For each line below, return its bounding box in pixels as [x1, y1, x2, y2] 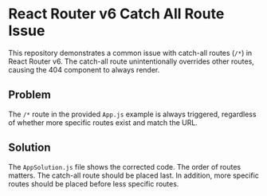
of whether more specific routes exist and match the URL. [8, 117, 198, 127]
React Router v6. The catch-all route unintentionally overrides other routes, [8, 57, 255, 66]
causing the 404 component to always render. [8, 65, 160, 74]
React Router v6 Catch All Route [8, 5, 225, 23]
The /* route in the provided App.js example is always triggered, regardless [8, 109, 257, 119]
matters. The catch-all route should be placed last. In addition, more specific [8, 171, 259, 180]
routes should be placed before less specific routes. [8, 178, 179, 188]
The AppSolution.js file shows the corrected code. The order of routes [8, 162, 241, 171]
